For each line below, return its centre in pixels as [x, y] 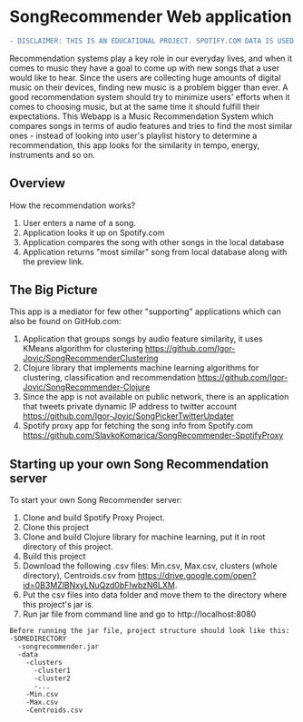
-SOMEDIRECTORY [38, 639]
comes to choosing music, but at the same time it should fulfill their [135, 106]
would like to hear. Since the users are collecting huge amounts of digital [145, 77]
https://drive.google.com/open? [197, 576]
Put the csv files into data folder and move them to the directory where [155, 595]
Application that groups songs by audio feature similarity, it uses [142, 339]
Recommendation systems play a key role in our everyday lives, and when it [151, 58]
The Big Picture [54, 290]
